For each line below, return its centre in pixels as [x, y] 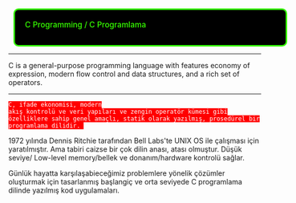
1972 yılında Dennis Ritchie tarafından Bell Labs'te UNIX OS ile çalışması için [134, 140]
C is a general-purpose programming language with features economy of [129, 65]
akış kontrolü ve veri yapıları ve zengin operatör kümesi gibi [118, 112]
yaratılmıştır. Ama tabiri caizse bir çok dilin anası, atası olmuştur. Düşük [125, 149]
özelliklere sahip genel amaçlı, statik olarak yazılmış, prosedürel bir [134, 119]
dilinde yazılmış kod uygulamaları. [64, 190]
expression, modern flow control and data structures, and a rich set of [124, 74]
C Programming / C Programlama [86, 24]
